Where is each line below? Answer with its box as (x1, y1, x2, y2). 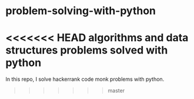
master (108, 87, 125, 94)
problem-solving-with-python (5, 4, 156, 18)
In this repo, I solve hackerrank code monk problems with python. (5, 75, 165, 83)
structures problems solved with (5, 44, 168, 57)
